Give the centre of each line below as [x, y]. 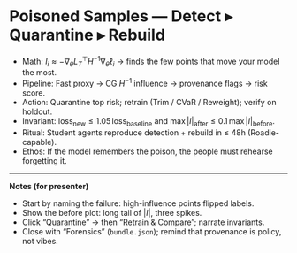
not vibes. [40, 241]
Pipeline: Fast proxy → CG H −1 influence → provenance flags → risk [145, 83]
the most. [39, 73]
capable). [39, 142]
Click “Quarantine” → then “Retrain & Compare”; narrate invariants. [143, 222]
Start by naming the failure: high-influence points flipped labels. [138, 203]
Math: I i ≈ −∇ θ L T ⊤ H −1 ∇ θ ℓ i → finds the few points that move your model [151, 61]
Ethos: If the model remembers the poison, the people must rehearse [148, 151]
